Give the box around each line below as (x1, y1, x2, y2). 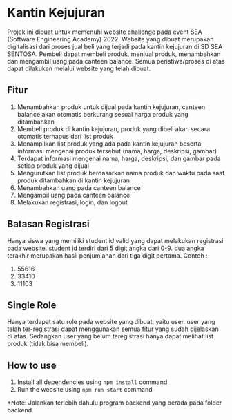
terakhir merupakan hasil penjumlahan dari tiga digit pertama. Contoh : (7, 251, 209, 260)
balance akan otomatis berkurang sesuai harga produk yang (17, 110, 188, 118)
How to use (7, 359, 57, 371)
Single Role (7, 299, 57, 311)
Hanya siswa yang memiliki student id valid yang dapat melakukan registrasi (7, 236, 224, 245)
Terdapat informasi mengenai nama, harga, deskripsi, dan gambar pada (17, 154, 221, 162)
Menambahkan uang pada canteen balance (17, 183, 141, 191)
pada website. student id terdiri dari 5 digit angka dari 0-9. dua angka (7, 244, 204, 252)
